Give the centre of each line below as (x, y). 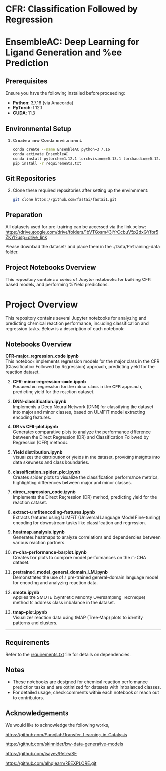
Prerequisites (27, 81)
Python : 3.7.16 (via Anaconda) (43, 103)
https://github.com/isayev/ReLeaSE (41, 753)
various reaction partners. (39, 542)
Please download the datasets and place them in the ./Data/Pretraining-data (83, 247)
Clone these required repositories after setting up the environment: (81, 190)
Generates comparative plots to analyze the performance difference (82, 432)
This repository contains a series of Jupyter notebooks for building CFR (78, 279)
